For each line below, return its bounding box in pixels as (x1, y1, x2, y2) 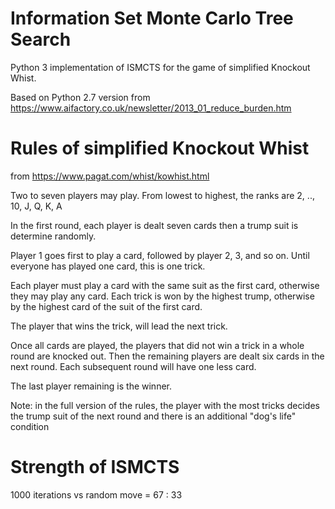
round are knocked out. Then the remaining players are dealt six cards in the (10, 350, 325, 362)
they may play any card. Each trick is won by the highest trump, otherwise (10, 290, 315, 302)
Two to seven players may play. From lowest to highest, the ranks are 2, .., (10, 189, 315, 201)
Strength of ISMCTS (10, 456, 180, 479)
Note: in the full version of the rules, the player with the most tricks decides (10, 399, 320, 411)
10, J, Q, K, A (10, 200, 63, 212)
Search (10, 28, 72, 51)
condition (10, 420, 50, 432)
